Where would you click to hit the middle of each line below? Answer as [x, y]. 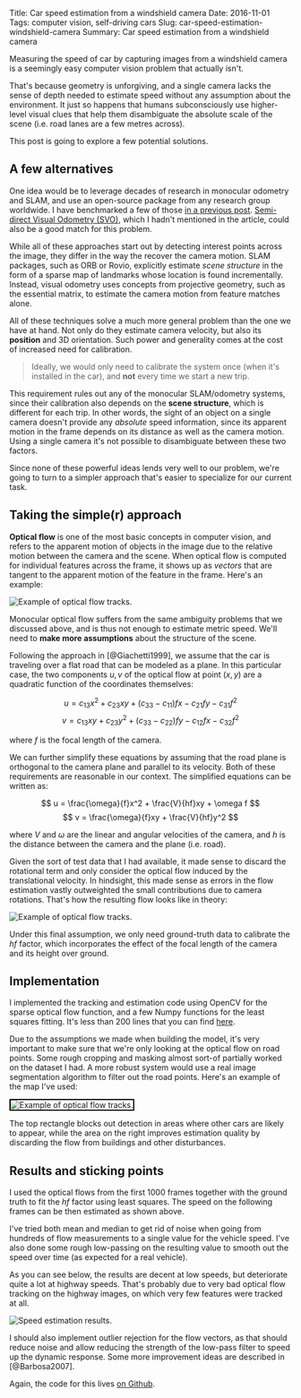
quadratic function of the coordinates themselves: [102, 683]
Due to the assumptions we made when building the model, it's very [134, 1039]
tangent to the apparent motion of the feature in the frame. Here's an [136, 575]
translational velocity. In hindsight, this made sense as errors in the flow [142, 880]
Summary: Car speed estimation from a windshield [176, 32]
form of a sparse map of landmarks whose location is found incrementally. [146, 274]
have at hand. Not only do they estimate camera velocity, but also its [136, 330]
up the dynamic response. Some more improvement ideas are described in [147, 1357]
